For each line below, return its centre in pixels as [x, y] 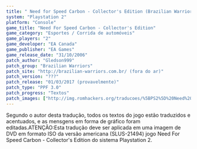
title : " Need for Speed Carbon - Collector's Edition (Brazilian [89, 11]
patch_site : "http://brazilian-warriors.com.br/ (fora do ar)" [85, 71]
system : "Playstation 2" [36, 17]
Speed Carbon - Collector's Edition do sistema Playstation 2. [79, 140]
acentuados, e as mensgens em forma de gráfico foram [73, 121]
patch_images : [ [26, 98]
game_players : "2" [28, 39]
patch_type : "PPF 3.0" [34, 88]
